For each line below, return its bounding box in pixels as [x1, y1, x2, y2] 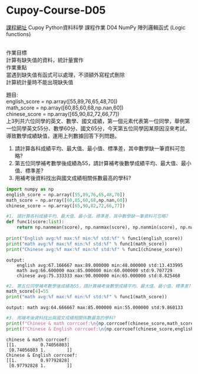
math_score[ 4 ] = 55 [6, 288, 49, 295]
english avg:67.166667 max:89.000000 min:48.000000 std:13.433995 [16, 262, 183, 268]
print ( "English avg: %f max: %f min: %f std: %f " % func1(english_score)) [6, 235, 183, 241]
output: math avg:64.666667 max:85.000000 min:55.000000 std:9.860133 [6, 305, 183, 311]
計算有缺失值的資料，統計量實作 [6, 56, 84, 63]
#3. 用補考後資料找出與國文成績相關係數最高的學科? [6, 315, 116, 321]
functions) [6, 30, 31, 37]
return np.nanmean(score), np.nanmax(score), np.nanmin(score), [16, 224, 178, 231]
